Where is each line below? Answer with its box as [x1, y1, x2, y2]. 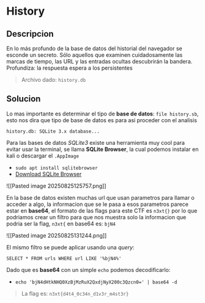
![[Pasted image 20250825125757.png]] [6, 182, 106, 189]
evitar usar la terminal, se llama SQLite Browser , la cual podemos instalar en [6, 145, 199, 153]
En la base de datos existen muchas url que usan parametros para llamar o [6, 194, 195, 201]
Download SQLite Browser [15, 170, 82, 178]
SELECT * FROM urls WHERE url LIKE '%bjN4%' [6, 255, 122, 261]
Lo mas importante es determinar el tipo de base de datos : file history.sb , [6, 110, 199, 117]
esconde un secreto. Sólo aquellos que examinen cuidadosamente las [6, 51, 183, 59]
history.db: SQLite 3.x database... [6, 128, 100, 134]
